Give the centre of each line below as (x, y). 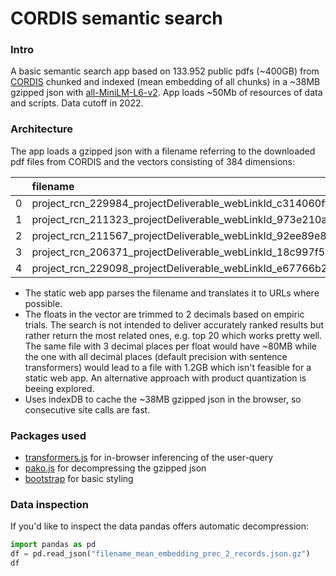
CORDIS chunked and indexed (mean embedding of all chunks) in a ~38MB (165, 82)
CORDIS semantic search (116, 18)
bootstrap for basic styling (79, 479)
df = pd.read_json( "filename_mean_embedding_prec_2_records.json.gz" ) (160, 554)
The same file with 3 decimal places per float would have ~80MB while (171, 346)
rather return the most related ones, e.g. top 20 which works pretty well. (173, 335)
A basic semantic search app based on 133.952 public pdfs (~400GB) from (165, 71)
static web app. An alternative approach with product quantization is (165, 378)
